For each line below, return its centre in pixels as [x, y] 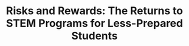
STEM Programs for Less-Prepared [94, 23]
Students [94, 36]
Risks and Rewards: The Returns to [94, 11]
